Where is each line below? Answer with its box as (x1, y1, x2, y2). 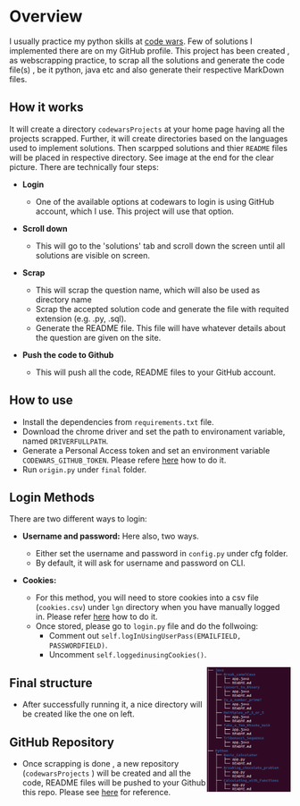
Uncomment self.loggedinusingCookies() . (48, 649, 207, 660)
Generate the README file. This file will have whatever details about (35, 322, 286, 333)
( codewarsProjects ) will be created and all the (21, 768, 192, 778)
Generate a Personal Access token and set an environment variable (21, 445, 271, 455)
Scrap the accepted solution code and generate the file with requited (35, 303, 289, 314)
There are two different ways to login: (9, 513, 147, 524)
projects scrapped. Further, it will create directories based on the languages (9, 132, 288, 144)
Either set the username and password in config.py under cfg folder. (35, 548, 288, 559)
